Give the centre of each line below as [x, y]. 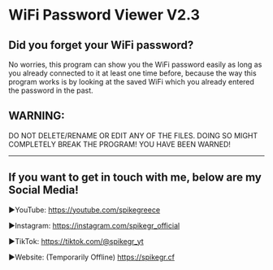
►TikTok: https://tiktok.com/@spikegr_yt [76, 241]
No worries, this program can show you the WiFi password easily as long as [135, 64]
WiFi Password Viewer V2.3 [104, 15]
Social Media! [43, 190]
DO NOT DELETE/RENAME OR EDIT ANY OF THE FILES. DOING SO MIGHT [133, 135]
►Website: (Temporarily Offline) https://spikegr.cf [91, 257]
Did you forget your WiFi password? [101, 45]
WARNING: [37, 116]
